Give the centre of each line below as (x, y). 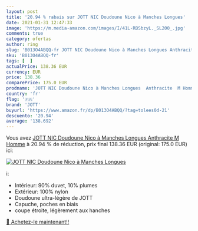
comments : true (25, 34)
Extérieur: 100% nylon (42, 192)
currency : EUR (24, 72)
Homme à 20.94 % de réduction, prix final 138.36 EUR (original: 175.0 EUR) (97, 144)
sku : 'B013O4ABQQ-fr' (33, 55)
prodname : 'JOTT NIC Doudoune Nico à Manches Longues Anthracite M (93, 88)
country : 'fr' (24, 94)
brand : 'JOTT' (24, 105)
